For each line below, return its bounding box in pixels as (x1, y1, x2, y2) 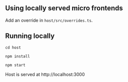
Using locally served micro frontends (5, 4, 123, 12)
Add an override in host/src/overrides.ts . (5, 17, 93, 23)
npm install (5, 53, 30, 59)
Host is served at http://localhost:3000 (5, 71, 85, 77)
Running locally (5, 32, 55, 40)
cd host (5, 45, 21, 50)
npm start (5, 62, 26, 67)
